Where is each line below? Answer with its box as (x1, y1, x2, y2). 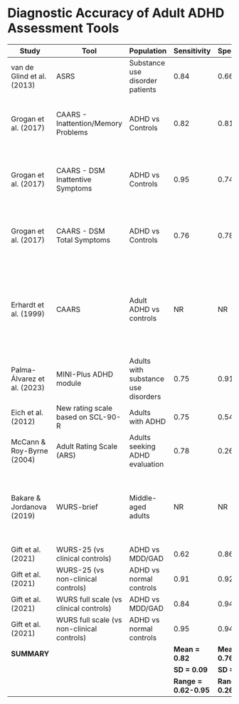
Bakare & (11, 493, 41, 503)
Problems (55, 127, 88, 137)
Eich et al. (11, 407, 44, 417)
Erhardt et (11, 300, 45, 310)
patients (129, 84, 156, 94)
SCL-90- (88, 411, 121, 421)
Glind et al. (11, 71, 47, 81)
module (55, 378, 82, 388)
